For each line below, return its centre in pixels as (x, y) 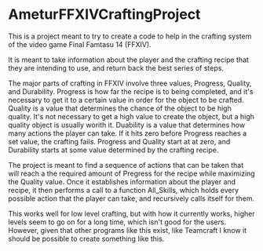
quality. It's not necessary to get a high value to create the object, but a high (131, 116)
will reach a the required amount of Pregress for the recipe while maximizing (131, 173)
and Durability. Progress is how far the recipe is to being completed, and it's (131, 91)
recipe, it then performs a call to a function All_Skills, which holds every (124, 190)
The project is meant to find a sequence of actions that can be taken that (126, 165)
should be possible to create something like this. (86, 238)
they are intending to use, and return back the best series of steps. (116, 67)
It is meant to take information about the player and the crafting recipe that (129, 60)
